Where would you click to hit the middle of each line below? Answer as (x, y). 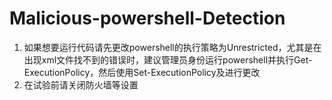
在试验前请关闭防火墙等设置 (81, 84)
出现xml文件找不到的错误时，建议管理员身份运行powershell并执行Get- (168, 59)
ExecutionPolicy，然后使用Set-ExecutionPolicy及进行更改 (142, 72)
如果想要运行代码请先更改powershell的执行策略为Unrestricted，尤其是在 (172, 47)
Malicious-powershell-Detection (147, 18)
